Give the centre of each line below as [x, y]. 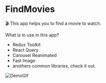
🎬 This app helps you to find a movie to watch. [53, 23]
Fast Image [24, 60]
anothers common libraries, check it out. [54, 65]
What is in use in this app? [32, 35]
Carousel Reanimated [34, 55]
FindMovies [30, 9]
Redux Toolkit [26, 44]
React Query [25, 50]
